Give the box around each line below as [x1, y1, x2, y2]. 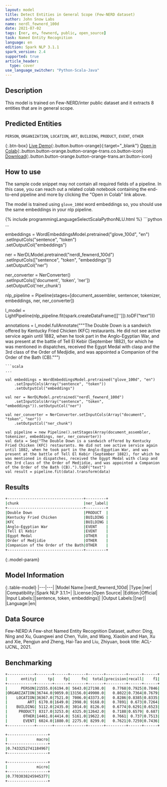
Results [5, 483, 29, 491]
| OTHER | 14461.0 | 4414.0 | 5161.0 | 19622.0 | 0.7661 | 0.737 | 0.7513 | [5, 714, 160, 719]
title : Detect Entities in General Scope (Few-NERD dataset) [5, 12, 135, 17]
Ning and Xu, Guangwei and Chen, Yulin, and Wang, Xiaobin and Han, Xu [5, 633, 155, 639]
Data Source [5, 615, 44, 623]
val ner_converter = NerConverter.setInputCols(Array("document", [5, 412, 146, 417]
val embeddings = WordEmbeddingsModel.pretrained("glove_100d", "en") [5, 377, 155, 382]
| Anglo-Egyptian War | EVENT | [5, 524, 108, 529]
